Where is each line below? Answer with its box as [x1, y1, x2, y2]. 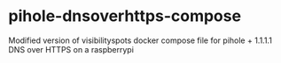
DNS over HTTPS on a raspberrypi [8, 44, 135, 54]
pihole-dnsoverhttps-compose [8, 6, 241, 26]
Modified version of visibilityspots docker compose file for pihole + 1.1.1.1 [8, 35, 272, 45]
